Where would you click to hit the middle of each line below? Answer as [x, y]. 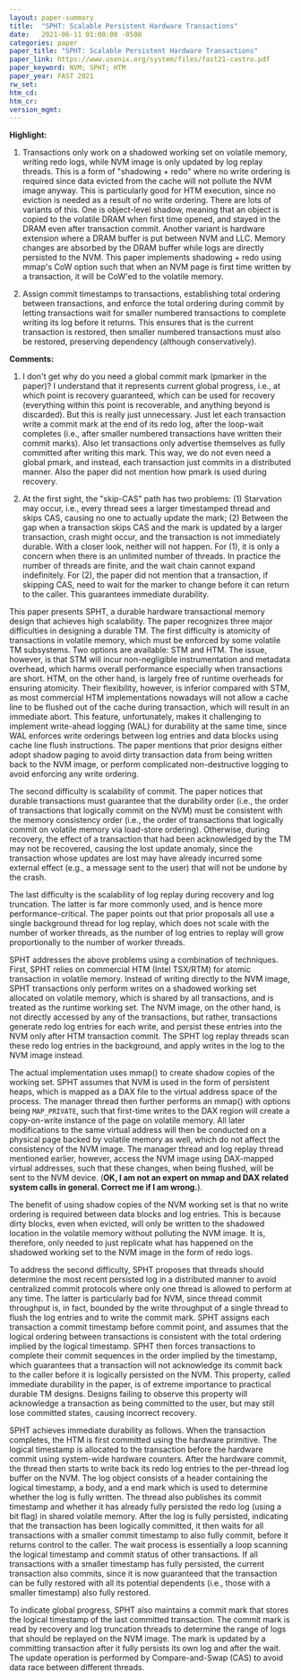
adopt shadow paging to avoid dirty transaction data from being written [141, 755]
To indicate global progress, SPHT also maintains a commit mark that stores [149, 1610]
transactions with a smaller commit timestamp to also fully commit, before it [149, 1535]
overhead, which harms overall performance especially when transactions [146, 669]
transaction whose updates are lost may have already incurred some [136, 858]
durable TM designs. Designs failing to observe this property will [129, 1394]
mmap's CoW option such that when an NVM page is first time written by [157, 267]
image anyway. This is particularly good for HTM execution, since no [149, 190]
